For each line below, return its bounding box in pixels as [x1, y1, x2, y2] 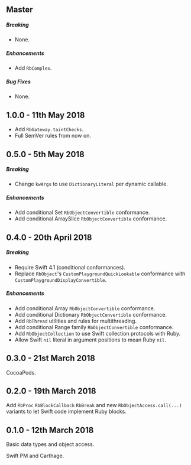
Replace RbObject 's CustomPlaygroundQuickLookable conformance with [14, 270, 186, 277]
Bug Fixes [6, 78, 31, 85]
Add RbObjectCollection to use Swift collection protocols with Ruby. [14, 330, 181, 337]
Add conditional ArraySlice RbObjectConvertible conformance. [14, 215, 167, 222]
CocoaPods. [6, 369, 37, 376]
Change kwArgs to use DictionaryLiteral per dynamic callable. [14, 180, 169, 188]
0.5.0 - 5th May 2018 [6, 149, 85, 159]
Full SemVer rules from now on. [14, 132, 92, 139]
